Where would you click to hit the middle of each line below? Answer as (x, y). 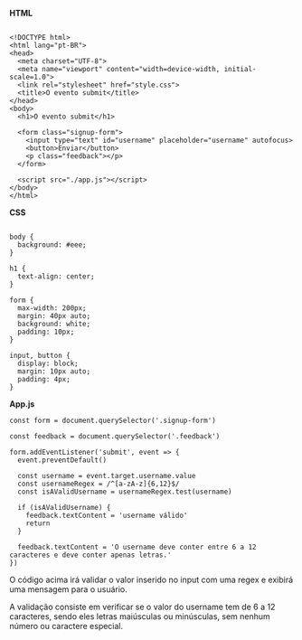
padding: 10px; (46, 332)
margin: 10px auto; (54, 372)
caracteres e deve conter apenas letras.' (90, 555)
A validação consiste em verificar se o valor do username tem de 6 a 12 (142, 607)
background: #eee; (52, 245)
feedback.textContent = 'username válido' (107, 515)
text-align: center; (56, 277)
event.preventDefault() (62, 460)
